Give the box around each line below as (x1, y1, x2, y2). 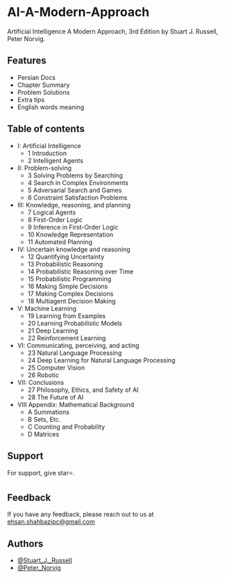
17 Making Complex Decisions (27, 289, 114, 298)
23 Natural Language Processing (27, 349, 122, 357)
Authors (7, 537, 44, 550)
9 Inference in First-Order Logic (27, 223, 119, 231)
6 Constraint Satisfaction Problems (27, 193, 128, 202)
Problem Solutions (17, 88, 70, 96)
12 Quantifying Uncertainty (27, 252, 105, 261)
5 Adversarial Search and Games (27, 186, 122, 194)
